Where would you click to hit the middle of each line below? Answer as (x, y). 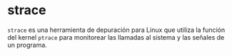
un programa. (27, 45)
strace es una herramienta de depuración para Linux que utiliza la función (116, 30)
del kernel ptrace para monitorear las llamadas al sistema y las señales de (116, 37)
